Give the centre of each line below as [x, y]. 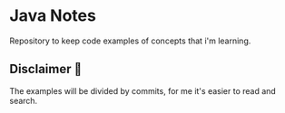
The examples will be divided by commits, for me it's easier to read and [143, 90]
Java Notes [53, 16]
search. [24, 100]
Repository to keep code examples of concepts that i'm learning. [130, 41]
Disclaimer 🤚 [46, 69]
